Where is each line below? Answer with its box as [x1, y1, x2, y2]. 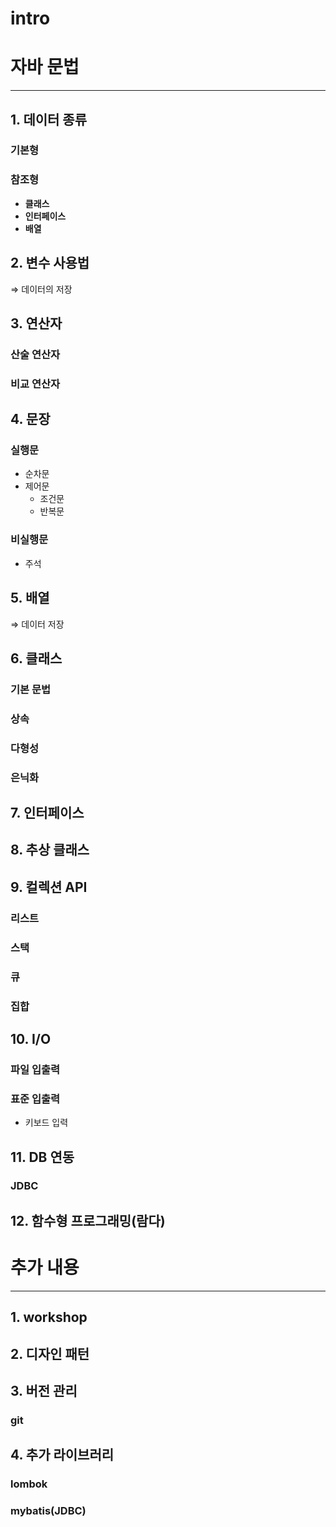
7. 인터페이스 [10, 805, 85, 822]
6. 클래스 [10, 650, 63, 667]
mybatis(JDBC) [10, 1504, 87, 1518]
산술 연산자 [10, 347, 61, 361]
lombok [10, 1477, 48, 1491]
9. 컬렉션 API [10, 878, 88, 896]
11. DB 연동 [10, 1148, 75, 1166]
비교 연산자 [10, 377, 61, 391]
